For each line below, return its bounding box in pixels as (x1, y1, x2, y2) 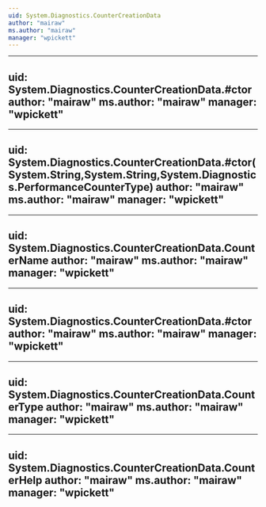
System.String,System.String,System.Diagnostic (8, 168, 257, 182)
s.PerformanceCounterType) (8, 181, 154, 194)
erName (8, 254, 49, 268)
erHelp (8, 473, 43, 487)
